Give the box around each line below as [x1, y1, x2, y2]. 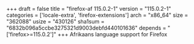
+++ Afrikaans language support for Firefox [57, 31, 168, 38]
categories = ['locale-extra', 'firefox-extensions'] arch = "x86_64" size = [6, 11, 188, 19]
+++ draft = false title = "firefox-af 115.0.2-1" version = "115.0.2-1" [6, 5, 171, 12]
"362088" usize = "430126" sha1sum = [6, 18, 105, 25]
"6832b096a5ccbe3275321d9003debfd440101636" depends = [6, 24, 166, 31]
